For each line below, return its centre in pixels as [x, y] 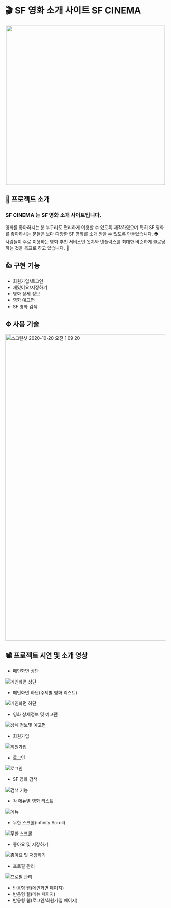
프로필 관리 [24, 866]
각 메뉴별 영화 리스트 [33, 801]
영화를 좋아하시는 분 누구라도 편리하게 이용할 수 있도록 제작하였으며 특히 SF [80, 227]
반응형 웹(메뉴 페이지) [34, 894]
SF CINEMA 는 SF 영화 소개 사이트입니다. [53, 215]
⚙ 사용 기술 [22, 324]
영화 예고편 [24, 300]
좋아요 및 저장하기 [30, 844]
